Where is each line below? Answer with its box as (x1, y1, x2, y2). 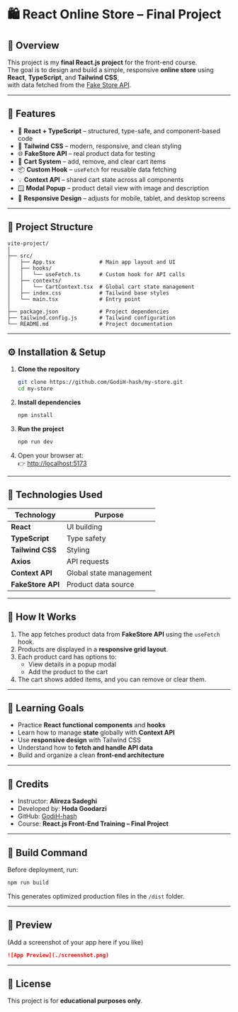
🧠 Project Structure (7, 221, 93, 233)
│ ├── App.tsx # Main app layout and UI (7, 258, 176, 266)
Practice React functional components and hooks (17, 721, 166, 729)
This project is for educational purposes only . (7, 996, 143, 1005)
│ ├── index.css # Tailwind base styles (7, 289, 170, 297)
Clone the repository (17, 365, 80, 373)
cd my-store (17, 385, 53, 392)
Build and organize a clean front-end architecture (17, 751, 165, 759)
